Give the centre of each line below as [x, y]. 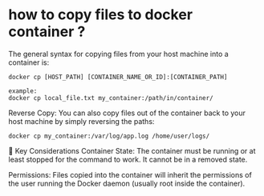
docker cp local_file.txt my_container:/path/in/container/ [111, 98]
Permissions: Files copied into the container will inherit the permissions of [130, 174]
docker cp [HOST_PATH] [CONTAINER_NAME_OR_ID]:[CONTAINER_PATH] [118, 77]
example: [23, 91]
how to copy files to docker [101, 15]
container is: [29, 62]
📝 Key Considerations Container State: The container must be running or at [132, 150]
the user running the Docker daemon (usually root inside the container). [127, 183]
